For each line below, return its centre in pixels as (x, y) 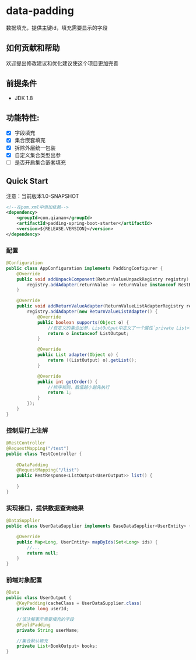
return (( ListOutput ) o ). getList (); (92, 360)
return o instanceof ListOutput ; (88, 333)
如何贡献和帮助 (33, 48)
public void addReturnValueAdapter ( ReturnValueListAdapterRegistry (100, 306)
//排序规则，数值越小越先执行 (78, 387)
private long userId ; (43, 609)
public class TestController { (44, 454)
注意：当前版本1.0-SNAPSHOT (43, 196)
